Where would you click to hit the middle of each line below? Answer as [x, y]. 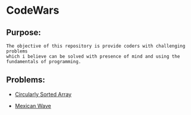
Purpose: [24, 32]
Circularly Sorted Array [43, 94]
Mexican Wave [33, 105]
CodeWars [33, 10]
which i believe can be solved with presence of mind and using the [93, 57]
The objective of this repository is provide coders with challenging [96, 46]
